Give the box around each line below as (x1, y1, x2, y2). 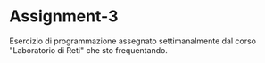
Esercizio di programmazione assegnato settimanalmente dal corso (9, 35, 257, 46)
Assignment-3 (9, 6, 119, 27)
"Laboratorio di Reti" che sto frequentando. (9, 44, 168, 55)
